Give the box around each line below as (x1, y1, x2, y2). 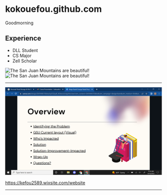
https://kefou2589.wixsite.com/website (5, 180, 85, 186)
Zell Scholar (12, 58, 37, 64)
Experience (5, 34, 41, 43)
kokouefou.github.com (5, 3, 102, 15)
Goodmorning (5, 20, 34, 26)
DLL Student (12, 47, 38, 53)
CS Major (12, 52, 32, 58)
